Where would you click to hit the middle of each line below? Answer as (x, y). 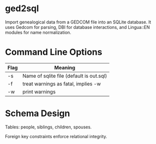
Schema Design (38, 113)
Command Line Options (54, 52)
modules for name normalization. (38, 32)
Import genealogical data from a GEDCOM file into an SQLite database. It (78, 22)
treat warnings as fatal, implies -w (62, 83)
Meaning (65, 67)
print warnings (39, 92)
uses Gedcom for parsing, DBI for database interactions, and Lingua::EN (78, 27)
